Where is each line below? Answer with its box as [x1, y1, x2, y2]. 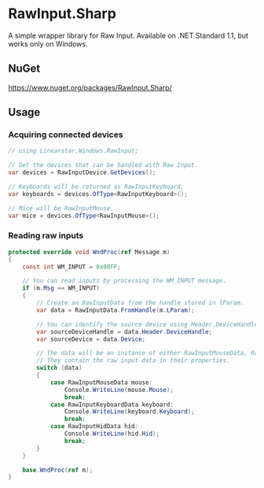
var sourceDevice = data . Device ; [36, 335, 146, 343]
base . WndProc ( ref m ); [22, 466, 93, 474]
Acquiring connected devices [8, 129, 123, 140]
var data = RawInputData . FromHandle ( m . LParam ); [36, 306, 195, 314]
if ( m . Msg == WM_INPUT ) [22, 284, 101, 292]
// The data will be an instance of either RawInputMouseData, [36, 349, 247, 357]
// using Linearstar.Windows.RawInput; [8, 147, 139, 155]
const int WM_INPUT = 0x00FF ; [22, 263, 122, 271]
